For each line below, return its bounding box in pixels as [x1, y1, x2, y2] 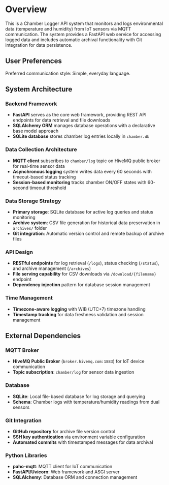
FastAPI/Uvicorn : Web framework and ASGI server [12, 469, 120, 475]
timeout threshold [29, 185, 67, 191]
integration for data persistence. [5, 42, 73, 48]
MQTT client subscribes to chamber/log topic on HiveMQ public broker [12, 158, 161, 164]
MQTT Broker [5, 347, 39, 354]
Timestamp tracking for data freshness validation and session [12, 311, 144, 317]
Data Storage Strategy [5, 197, 61, 204]
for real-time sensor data [12, 163, 65, 169]
